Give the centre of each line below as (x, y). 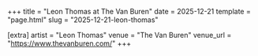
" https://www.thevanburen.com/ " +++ (69, 43)
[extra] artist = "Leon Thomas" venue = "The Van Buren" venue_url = (120, 35)
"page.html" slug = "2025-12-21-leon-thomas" (83, 20)
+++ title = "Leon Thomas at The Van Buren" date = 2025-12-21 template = (129, 11)
